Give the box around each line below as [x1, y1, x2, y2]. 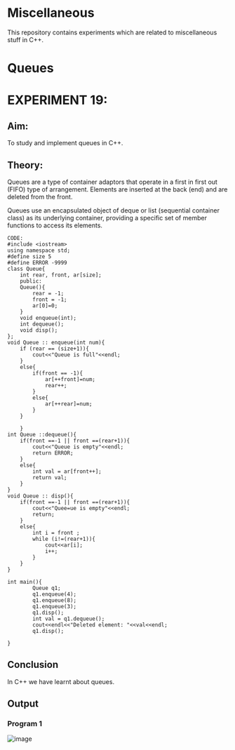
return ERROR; [32, 449, 74, 457]
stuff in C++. [7, 35, 44, 43]
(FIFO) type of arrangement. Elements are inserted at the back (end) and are [7, 185, 228, 194]
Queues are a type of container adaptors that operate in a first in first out [7, 178, 217, 186]
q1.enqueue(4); [32, 591, 77, 598]
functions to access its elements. [7, 221, 103, 229]
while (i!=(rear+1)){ [32, 535, 96, 542]
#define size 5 [7, 253, 52, 260]
